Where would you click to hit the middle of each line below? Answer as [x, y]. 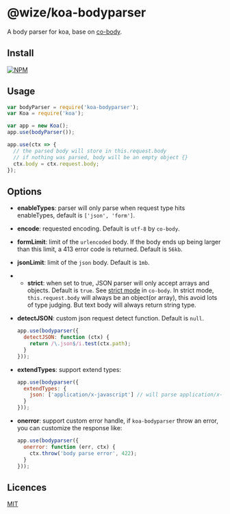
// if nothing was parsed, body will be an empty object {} [101, 157]
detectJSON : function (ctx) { [66, 338]
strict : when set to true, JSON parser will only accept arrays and [118, 283]
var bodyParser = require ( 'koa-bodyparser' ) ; [73, 107]
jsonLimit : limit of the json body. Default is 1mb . [83, 263]
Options [25, 191]
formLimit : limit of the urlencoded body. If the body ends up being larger [119, 242]
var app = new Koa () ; [38, 126]
